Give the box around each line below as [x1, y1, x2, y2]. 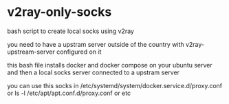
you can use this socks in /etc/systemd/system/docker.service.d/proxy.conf [7, 81, 223, 90]
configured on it [56, 48, 102, 56]
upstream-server [7, 48, 55, 56]
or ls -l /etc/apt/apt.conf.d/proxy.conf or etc [7, 89, 131, 97]
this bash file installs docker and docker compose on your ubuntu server [7, 61, 212, 69]
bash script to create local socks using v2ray [7, 27, 134, 35]
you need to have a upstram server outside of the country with [7, 40, 184, 48]
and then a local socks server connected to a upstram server [7, 68, 180, 76]
